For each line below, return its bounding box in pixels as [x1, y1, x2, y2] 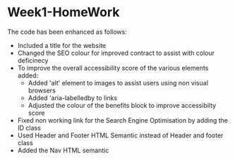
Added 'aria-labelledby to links [28, 93, 118, 102]
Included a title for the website [17, 41, 107, 49]
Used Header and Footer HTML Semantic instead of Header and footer [17, 131, 224, 140]
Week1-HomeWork [7, 4, 120, 20]
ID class [17, 123, 41, 132]
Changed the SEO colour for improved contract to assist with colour [17, 49, 215, 57]
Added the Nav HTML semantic [17, 146, 109, 154]
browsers [28, 86, 56, 94]
